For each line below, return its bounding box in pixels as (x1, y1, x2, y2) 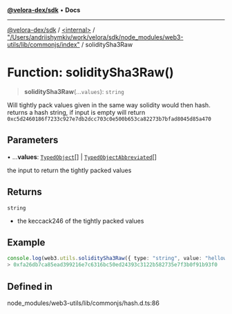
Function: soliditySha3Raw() (7, 65, 174, 80)
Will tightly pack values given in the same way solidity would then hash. (7, 100, 211, 109)
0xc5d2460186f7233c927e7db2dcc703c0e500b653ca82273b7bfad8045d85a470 (7, 116, 212, 122)
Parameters (7, 134, 59, 146)
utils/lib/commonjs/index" (7, 41, 81, 48)
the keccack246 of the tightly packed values (17, 216, 144, 225)
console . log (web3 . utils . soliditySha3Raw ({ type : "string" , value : (7, 255, 202, 262)
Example (7, 237, 46, 248)
